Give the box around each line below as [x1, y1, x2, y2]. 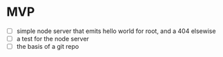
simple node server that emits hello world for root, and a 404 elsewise [16, 27, 216, 35]
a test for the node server [16, 35, 89, 43]
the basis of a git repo [16, 43, 79, 51]
